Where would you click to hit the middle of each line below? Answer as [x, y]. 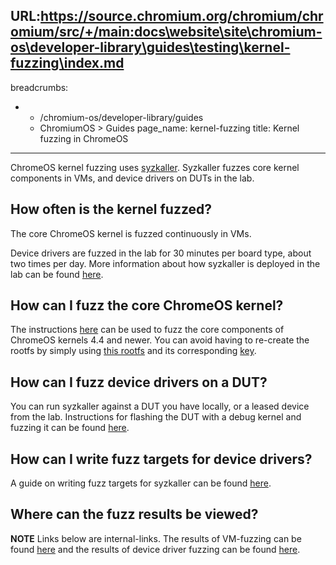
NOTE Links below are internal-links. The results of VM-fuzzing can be [156, 538]
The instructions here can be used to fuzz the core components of [147, 330]
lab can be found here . [57, 274]
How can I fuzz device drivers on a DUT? [139, 382]
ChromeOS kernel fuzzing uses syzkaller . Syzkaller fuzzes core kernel [155, 167]
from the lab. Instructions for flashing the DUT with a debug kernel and [156, 417]
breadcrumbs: [39, 87]
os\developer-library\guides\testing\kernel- [150, 47]
